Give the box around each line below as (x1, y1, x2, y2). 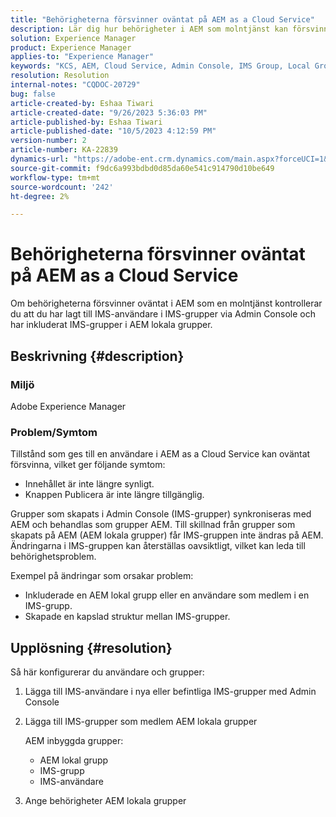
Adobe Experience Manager (10, 400, 127, 412)
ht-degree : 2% (10, 191, 70, 201)
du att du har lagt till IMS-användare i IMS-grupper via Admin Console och (10, 308, 316, 320)
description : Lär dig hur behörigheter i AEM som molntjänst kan (10, 24, 288, 34)
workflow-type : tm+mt (10, 172, 101, 183)
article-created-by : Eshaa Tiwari (10, 98, 155, 108)
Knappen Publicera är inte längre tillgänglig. (24, 489, 205, 501)
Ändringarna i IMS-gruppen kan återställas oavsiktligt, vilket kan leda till (10, 540, 306, 552)
